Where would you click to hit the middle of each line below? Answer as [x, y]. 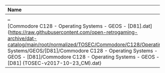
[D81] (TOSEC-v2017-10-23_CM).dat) [55, 63]
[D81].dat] [140, 26]
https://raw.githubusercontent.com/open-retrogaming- [74, 32]
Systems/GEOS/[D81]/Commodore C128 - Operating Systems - [83, 51]
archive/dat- [22, 38]
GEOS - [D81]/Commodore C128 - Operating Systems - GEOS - [83, 57]
